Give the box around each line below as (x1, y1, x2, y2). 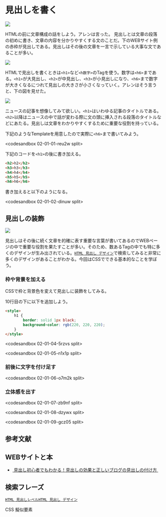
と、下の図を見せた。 (5, 88, 49, 94)
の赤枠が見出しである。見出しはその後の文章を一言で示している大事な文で (5, 43, 157, 50)
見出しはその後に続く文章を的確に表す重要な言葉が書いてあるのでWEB (5, 238, 150, 244)
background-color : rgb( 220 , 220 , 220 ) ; (23, 322, 106, 327)
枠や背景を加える (5, 276, 46, 283)
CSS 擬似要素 (5, 507, 33, 513)
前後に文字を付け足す (5, 363, 56, 370)
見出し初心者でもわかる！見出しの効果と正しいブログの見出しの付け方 (13, 467, 157, 473)
